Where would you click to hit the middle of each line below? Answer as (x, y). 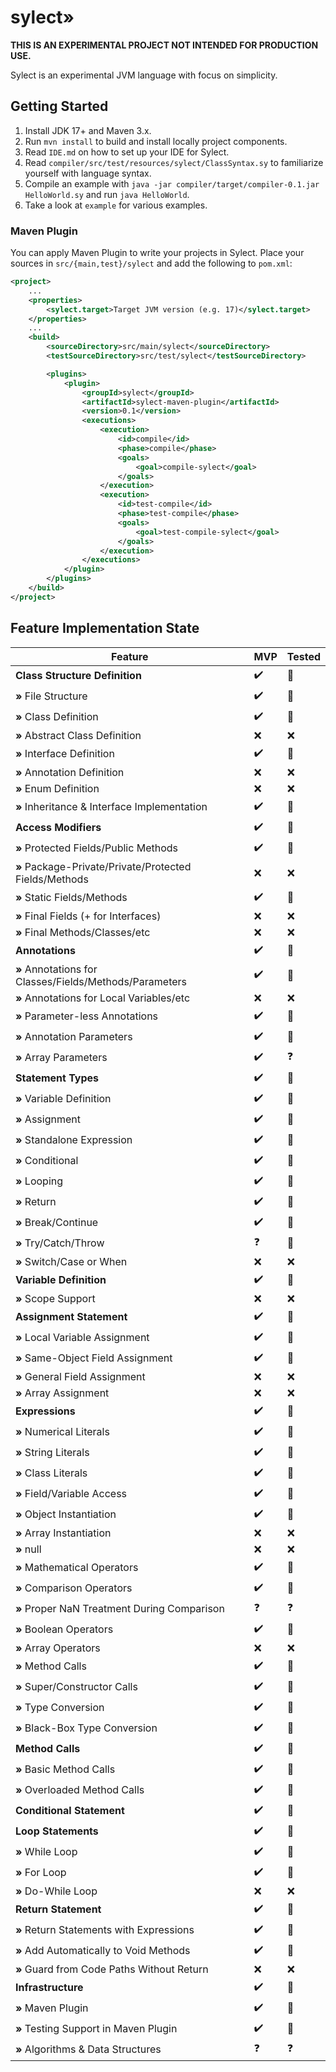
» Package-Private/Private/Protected (103, 866)
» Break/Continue (57, 1223)
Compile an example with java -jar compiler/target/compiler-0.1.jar (172, 183)
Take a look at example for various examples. (116, 205)
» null (28, 1549)
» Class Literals (51, 1473)
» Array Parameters (61, 1058)
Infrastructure (49, 1988)
